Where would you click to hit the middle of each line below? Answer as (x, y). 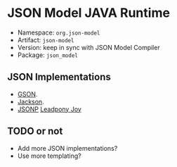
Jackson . (31, 101)
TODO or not (35, 131)
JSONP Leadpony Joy (50, 109)
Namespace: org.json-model (59, 32)
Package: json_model (48, 55)
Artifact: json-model (46, 39)
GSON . (27, 94)
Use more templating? (50, 156)
